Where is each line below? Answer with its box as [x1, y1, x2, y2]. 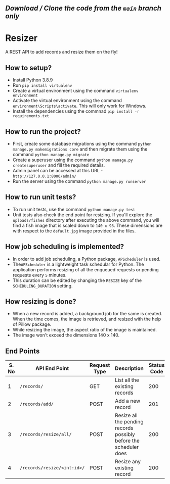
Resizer [5, 32, 38, 43]
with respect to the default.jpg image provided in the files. [12, 227, 136, 234]
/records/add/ [20, 401, 54, 407]
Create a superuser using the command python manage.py [12, 157, 133, 163]
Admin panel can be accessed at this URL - [12, 167, 103, 173]
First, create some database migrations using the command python [12, 140, 152, 147]
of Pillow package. [12, 321, 52, 327]
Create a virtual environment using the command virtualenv [12, 88, 139, 94]
